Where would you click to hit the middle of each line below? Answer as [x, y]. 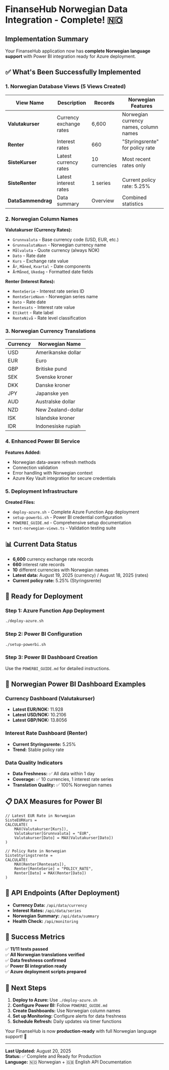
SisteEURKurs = [21, 820]
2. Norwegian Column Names [42, 219]
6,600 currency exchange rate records [53, 559]
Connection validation [35, 467]
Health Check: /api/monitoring [45, 921]
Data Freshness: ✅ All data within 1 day [54, 774]
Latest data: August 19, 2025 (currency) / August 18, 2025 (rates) [80, 575]
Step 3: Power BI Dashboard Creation [52, 657]
